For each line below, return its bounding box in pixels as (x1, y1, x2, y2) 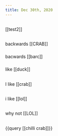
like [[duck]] (5, 66, 31, 73)
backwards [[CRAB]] (5, 41, 48, 47)
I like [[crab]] (5, 81, 32, 87)
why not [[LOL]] (5, 110, 38, 117)
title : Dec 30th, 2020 (5, 7, 53, 13)
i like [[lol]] (5, 96, 28, 102)
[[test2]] (5, 26, 23, 32)
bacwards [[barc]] (5, 54, 43, 60)
